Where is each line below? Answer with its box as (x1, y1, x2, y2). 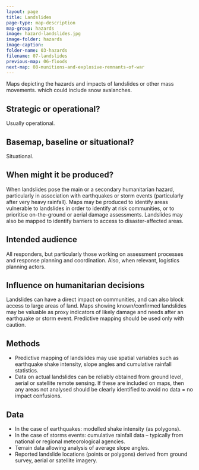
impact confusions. (14, 392, 62, 399)
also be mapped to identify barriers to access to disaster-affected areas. (6, 217, 184, 224)
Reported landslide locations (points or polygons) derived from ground (14, 450, 188, 458)
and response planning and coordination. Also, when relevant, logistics (6, 256, 180, 264)
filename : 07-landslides (6, 53, 68, 59)
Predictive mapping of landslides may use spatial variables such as (14, 355, 179, 362)
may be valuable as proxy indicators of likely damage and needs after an (6, 309, 184, 316)
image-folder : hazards (6, 36, 62, 42)
